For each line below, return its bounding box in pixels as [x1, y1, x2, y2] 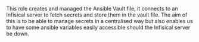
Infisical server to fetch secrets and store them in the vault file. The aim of [6, 11, 188, 18]
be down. [6, 30, 30, 37]
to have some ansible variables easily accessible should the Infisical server [6, 24, 191, 31]
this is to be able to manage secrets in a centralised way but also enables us [6, 18, 193, 24]
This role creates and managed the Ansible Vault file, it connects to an [6, 5, 178, 12]
